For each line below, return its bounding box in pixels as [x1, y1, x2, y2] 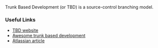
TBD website [12, 27, 38, 33]
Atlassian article [12, 38, 45, 44]
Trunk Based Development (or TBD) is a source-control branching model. [5, 4, 154, 10]
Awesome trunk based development [12, 33, 86, 39]
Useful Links [5, 16, 36, 23]
